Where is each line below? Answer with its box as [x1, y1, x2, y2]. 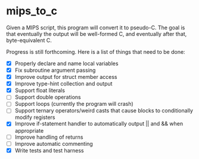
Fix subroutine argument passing [14, 67, 96, 74]
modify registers [14, 114, 55, 121]
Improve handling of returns [14, 133, 83, 140]
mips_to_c [6, 4, 58, 18]
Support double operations [14, 94, 82, 101]
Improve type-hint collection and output [14, 80, 113, 87]
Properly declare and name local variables [14, 60, 119, 67]
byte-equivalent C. [6, 36, 52, 44]
